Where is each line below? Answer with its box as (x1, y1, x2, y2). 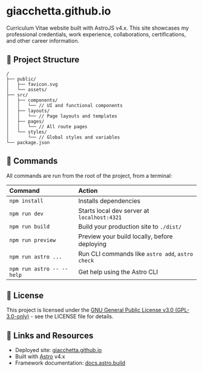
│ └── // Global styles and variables (6, 134, 120, 140)
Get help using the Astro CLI (78, 267, 158, 276)
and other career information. (6, 37, 80, 44)
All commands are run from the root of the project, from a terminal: (6, 172, 172, 179)
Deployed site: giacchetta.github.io (14, 347, 102, 354)
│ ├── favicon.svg (6, 81, 59, 87)
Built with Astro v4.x (14, 353, 65, 361)
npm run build (9, 223, 50, 230)
